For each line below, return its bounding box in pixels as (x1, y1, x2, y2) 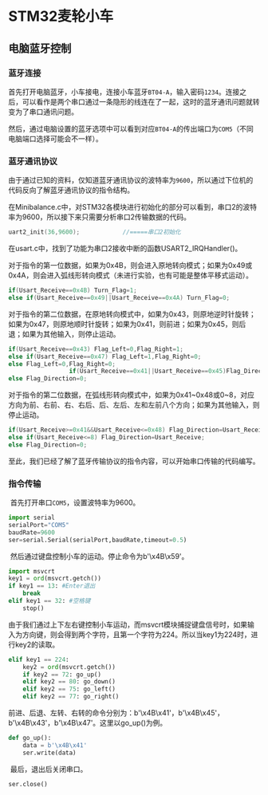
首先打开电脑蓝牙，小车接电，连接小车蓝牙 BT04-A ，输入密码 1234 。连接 (8, 87, 240, 96)
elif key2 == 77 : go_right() (22, 693, 120, 701)
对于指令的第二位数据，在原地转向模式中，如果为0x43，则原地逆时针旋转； (8, 309, 257, 319)
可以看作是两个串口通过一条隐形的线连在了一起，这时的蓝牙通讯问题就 (22, 96, 253, 106)
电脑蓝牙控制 (8, 41, 72, 55)
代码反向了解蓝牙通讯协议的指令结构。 (8, 185, 134, 195)
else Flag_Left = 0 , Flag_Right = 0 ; (8, 360, 116, 368)
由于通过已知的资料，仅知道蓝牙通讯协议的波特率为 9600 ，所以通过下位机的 (8, 175, 254, 185)
